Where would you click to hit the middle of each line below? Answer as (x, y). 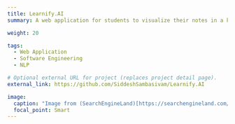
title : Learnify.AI (36, 14)
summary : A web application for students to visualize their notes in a (115, 20)
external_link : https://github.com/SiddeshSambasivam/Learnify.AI (106, 84)
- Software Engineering (48, 59)
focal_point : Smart (42, 110)
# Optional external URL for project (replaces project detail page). (112, 78)
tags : (15, 46)
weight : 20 (23, 33)
